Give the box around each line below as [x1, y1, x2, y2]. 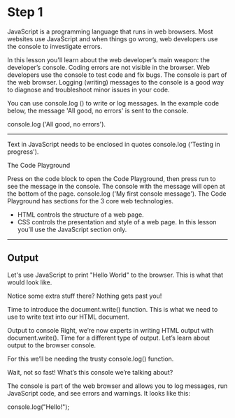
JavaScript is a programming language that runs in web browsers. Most [7, 27, 213, 36]
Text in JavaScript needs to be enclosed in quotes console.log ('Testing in [7, 140, 220, 148]
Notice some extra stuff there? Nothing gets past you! [7, 291, 162, 300]
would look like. [7, 278, 52, 287]
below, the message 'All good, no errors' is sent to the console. [7, 106, 189, 115]
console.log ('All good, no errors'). [7, 120, 106, 128]
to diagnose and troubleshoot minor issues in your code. [7, 85, 170, 94]
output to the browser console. [7, 340, 97, 349]
